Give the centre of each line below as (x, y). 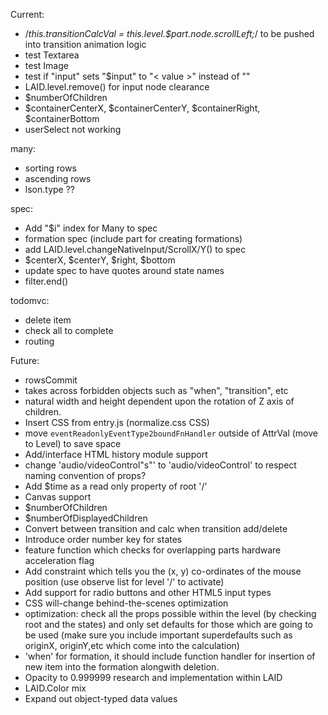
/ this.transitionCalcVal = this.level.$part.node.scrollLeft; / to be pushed (169, 33)
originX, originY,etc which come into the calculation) (132, 645)
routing (39, 341)
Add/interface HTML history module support (116, 454)
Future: (25, 360)
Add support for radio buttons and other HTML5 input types (148, 592)
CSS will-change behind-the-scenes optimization (126, 603)
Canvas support (58, 497)
